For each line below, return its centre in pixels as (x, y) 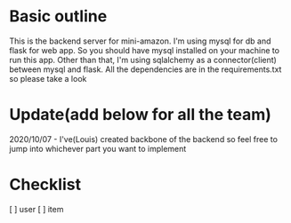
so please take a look (48, 78)
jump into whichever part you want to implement (98, 148)
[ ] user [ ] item (36, 209)
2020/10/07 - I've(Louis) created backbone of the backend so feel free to (144, 139)
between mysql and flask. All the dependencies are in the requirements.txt (145, 69)
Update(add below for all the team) (140, 115)
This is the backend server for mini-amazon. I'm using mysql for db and (140, 41)
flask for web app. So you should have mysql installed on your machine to (145, 50)
